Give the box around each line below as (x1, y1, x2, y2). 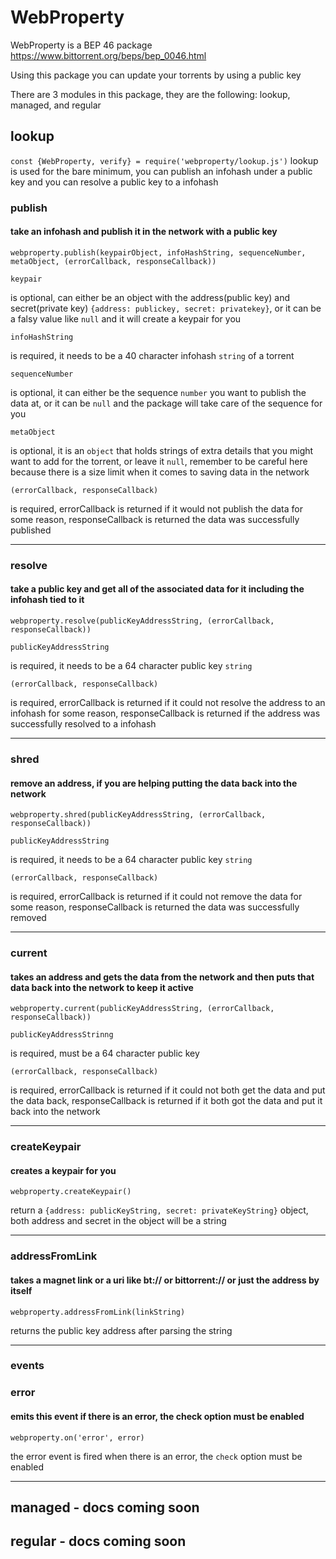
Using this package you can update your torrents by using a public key (10, 69, 302, 81)
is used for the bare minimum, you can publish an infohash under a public (10, 165, 313, 177)
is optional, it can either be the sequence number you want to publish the (10, 386, 307, 398)
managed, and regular (10, 99, 102, 111)
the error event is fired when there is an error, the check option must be (10, 1450, 303, 1462)
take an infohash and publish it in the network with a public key (10, 226, 278, 238)
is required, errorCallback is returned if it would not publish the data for (10, 502, 303, 515)
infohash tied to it (10, 594, 85, 606)
